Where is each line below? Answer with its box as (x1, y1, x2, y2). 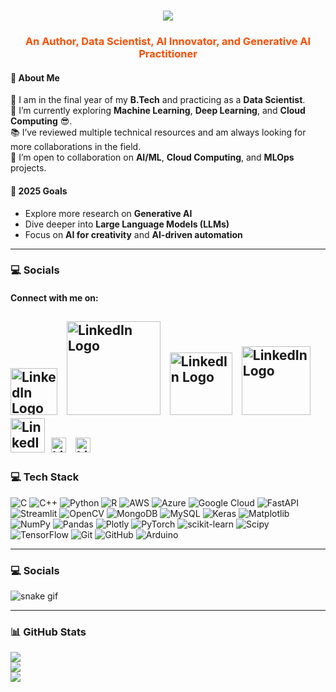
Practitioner (138, 47, 198, 61)
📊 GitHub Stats (10, 625, 87, 639)
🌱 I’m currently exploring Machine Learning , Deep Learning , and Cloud (10, 105, 306, 117)
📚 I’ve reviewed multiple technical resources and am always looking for (10, 126, 307, 139)
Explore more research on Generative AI (24, 207, 193, 219)
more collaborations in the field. (10, 141, 142, 153)
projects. (10, 162, 47, 174)
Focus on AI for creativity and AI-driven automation (24, 228, 243, 240)
